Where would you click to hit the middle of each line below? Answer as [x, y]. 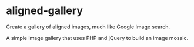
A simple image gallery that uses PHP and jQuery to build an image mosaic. [97, 38]
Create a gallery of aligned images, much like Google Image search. [88, 27]
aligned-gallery [45, 11]
